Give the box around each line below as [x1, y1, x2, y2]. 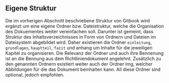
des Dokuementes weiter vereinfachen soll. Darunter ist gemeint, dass [5, 28, 154, 35]
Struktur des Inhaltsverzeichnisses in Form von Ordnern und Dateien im [5, 34, 156, 40]
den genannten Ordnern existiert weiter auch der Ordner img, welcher [5, 61, 153, 67]
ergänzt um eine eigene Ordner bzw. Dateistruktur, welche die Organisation [5, 23, 164, 29]
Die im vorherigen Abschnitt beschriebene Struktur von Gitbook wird [5, 17, 150, 23]
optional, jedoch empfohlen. [5, 71, 65, 78]
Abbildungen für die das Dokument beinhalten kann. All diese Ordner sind [5, 66, 161, 72]
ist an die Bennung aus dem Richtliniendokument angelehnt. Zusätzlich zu [5, 56, 161, 62]
